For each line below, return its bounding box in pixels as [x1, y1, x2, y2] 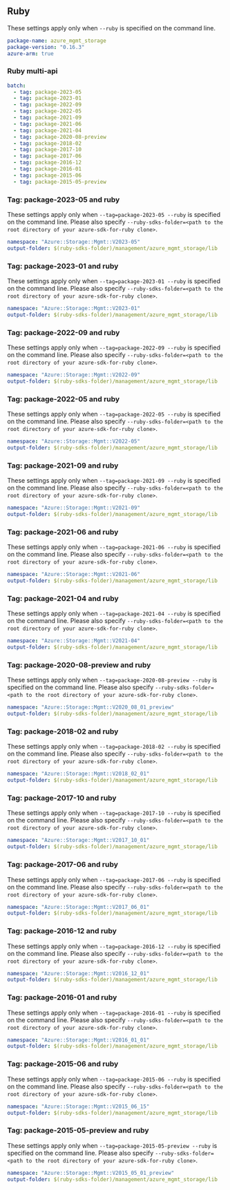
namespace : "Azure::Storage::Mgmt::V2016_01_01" [7, 1036, 150, 1044]
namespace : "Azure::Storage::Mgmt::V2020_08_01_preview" [7, 704, 175, 711]
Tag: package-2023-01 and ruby [7, 261, 119, 271]
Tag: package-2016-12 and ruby [7, 926, 117, 936]
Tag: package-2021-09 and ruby [7, 461, 119, 470]
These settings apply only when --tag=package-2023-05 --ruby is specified [7, 211, 221, 219]
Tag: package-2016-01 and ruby [7, 992, 117, 1002]
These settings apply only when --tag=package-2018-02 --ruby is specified [7, 742, 221, 751]
